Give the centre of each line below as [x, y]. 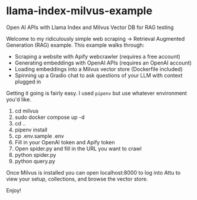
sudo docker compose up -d [50, 117]
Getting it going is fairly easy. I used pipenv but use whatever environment [96, 93]
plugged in [28, 82]
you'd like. [19, 99]
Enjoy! [14, 190]
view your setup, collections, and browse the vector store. [77, 179]
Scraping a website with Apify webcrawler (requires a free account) [98, 56]
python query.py [35, 161]
